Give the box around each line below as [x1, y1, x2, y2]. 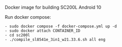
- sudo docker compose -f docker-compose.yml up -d [5, 24, 117, 29]
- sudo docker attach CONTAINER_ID [5, 28, 81, 33]
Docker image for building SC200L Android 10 [5, 5, 102, 10]
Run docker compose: [5, 14, 52, 20]
